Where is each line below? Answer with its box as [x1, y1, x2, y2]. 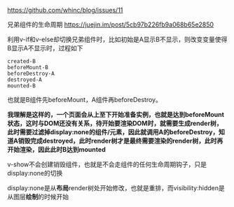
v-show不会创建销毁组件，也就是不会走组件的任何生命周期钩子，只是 [7, 160, 207, 169]
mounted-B [7, 83, 36, 90]
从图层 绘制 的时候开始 [7, 192, 69, 201]
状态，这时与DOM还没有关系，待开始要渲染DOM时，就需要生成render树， [7, 119, 223, 127]
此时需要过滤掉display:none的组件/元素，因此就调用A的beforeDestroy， [7, 128, 219, 136]
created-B [7, 58, 36, 65]
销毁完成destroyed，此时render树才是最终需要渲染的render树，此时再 [18, 136, 223, 145]
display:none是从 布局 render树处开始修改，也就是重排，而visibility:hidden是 [7, 184, 226, 192]
